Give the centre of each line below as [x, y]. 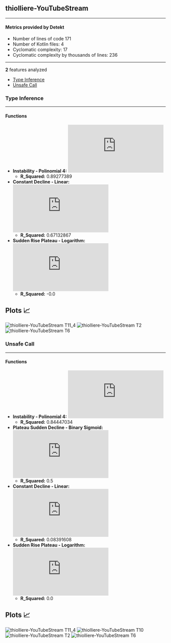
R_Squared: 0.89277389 [46, 176]
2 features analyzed [26, 70]
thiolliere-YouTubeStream [47, 8]
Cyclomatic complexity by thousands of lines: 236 [65, 55]
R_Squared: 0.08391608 [46, 539]
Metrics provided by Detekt [35, 27]
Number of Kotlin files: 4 [38, 44]
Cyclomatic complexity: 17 [40, 50]
